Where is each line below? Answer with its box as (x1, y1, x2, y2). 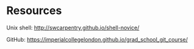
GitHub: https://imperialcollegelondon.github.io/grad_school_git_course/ (6, 36, 188, 43)
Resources (6, 4, 62, 18)
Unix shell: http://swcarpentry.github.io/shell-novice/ (6, 24, 140, 31)
